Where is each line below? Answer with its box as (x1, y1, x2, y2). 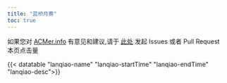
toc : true (7, 17, 37, 24)
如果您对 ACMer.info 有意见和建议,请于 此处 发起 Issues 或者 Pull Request (7, 37, 220, 46)
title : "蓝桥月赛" (7, 10, 58, 18)
